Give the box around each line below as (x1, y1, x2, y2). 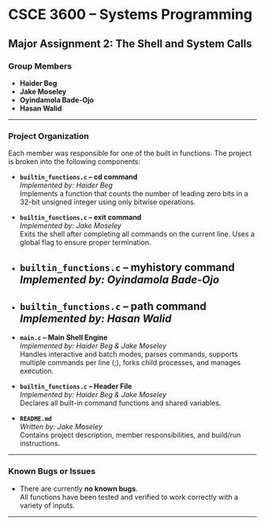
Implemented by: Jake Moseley (19, 221, 122, 230)
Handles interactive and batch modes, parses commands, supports (19, 349, 238, 359)
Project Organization (8, 130, 89, 141)
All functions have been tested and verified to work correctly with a (19, 492, 239, 501)
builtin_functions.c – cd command (19, 172, 138, 182)
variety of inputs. (19, 501, 75, 510)
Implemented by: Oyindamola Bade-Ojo (19, 273, 219, 286)
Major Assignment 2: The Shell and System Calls (8, 37, 252, 50)
